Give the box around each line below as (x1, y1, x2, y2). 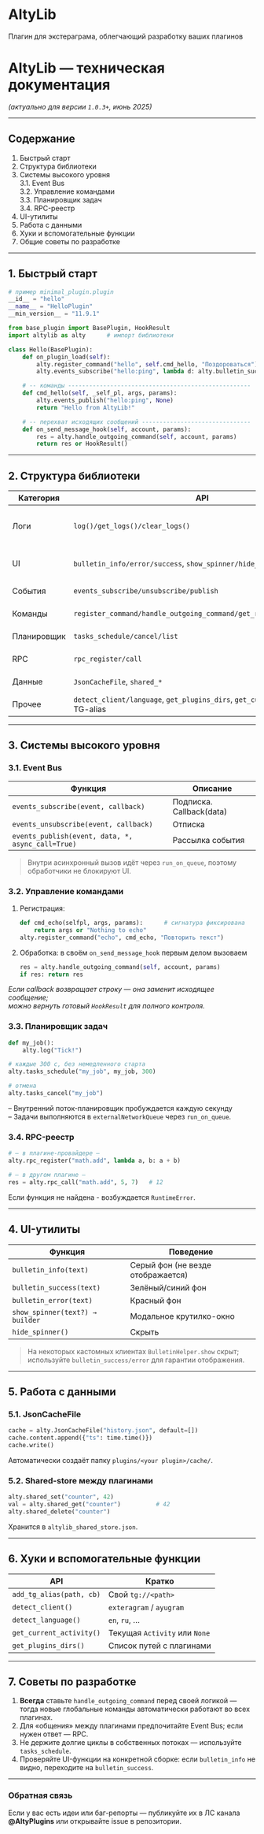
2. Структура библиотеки (8, 469, 141, 482)
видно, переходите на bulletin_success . (19, 1763, 154, 1773)
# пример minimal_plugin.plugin (8, 288, 114, 296)
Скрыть (130, 1326, 159, 1337)
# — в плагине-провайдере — (8, 1149, 101, 1157)
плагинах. (19, 1713, 53, 1722)
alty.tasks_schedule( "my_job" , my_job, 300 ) (8, 1067, 156, 1076)
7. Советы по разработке (8, 1676, 137, 1689)
